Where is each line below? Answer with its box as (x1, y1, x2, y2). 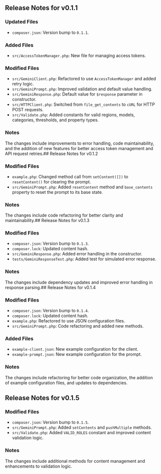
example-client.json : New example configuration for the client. (12, 346, 139, 352)
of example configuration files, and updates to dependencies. (5, 380, 128, 386)
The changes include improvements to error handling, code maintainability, (5, 140, 154, 146)
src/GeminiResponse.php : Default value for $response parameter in (12, 91, 143, 97)
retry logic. (12, 81, 34, 87)
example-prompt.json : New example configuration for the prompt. (12, 352, 142, 357)
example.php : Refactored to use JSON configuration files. (12, 318, 125, 324)
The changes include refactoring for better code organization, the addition (5, 374, 153, 380)
